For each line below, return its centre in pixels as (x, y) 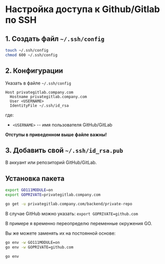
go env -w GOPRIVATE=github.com (39, 247)
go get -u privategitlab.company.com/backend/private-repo (69, 204)
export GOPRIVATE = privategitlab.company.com (53, 195)
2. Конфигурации (34, 71)
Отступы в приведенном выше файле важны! (56, 135)
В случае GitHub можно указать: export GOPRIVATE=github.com (72, 213)
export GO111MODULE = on (29, 190)
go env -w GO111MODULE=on (32, 242)
